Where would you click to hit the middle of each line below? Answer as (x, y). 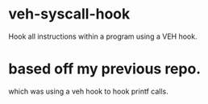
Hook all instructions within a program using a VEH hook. (103, 36)
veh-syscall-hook (69, 14)
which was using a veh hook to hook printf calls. (88, 91)
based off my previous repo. (105, 69)
